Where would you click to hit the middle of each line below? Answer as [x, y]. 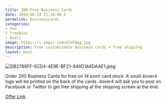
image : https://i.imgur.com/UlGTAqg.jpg [48, 43]
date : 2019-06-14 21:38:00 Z [36, 15]
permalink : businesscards [32, 19]
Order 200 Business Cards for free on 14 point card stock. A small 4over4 [81, 76]
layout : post [19, 52]
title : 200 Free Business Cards [39, 10]
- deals [13, 38]
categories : [18, 24]
